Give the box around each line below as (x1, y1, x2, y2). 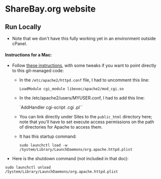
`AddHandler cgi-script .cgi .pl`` (19, 104, 83, 110)
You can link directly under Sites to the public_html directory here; (19, 114, 152, 120)
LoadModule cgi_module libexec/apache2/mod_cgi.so (19, 86, 124, 92)
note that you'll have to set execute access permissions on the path (19, 119, 154, 125)
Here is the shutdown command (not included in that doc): (12, 156, 129, 162)
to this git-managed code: (12, 68, 64, 74)
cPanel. (12, 41, 28, 47)
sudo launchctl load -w (19, 143, 68, 148)
